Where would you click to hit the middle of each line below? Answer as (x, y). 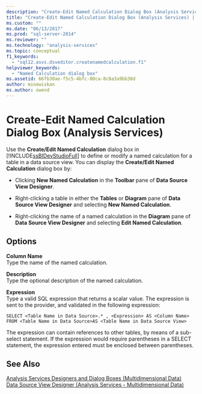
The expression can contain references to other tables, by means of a (93, 332)
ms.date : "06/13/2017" (35, 29)
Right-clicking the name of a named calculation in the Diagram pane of (103, 216)
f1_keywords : (23, 57)
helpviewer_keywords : (33, 68)
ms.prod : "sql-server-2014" (41, 34)
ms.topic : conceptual (33, 51)
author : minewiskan (31, 85)
